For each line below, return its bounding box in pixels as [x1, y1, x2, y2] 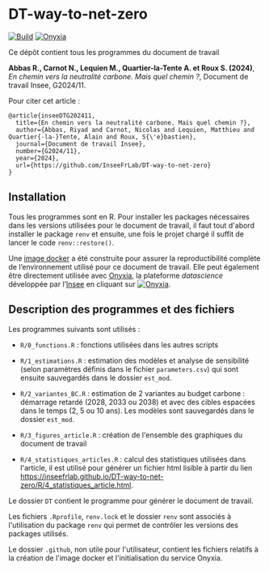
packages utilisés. [8, 528, 69, 539]
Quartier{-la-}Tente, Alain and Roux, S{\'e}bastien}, [8, 133, 197, 141]
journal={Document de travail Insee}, [15, 139, 147, 148]
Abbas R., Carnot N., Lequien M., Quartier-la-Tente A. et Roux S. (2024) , [8, 62, 255, 73]
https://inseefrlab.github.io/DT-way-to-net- [19, 471, 164, 481]
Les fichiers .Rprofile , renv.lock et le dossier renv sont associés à [8, 511, 232, 521]
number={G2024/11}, [15, 147, 82, 155]
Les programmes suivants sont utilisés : [8, 324, 141, 334]
